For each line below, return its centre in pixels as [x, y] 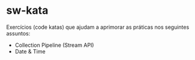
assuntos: [18, 33]
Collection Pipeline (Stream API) [54, 45]
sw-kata [27, 10]
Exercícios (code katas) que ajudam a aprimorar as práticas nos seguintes [98, 27]
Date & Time [30, 51]
